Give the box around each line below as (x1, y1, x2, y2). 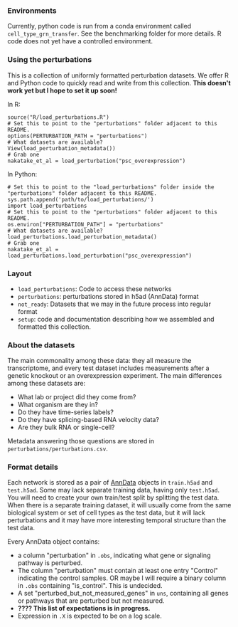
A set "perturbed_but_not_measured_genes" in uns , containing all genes (17, 589, 229, 598)
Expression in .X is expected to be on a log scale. (17, 611, 162, 621)
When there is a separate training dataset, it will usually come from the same (7, 501, 232, 510)
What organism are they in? (17, 401, 98, 409)
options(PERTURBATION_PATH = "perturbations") (7, 132, 148, 139)
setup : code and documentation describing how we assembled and (17, 315, 215, 323)
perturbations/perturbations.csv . (7, 444, 108, 453)
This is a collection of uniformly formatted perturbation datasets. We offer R (7, 70, 229, 80)
